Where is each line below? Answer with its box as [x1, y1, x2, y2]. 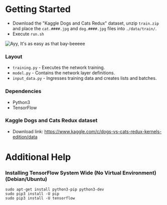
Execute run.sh [12, 31, 44, 37]
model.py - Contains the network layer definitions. [12, 70, 115, 76]
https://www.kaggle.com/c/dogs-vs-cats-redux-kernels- [44, 128, 162, 134]
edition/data [12, 134, 38, 140]
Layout [5, 53, 23, 60]
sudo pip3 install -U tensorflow [5, 196, 75, 201]
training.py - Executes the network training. [12, 64, 105, 71]
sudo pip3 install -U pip [5, 191, 59, 196]
